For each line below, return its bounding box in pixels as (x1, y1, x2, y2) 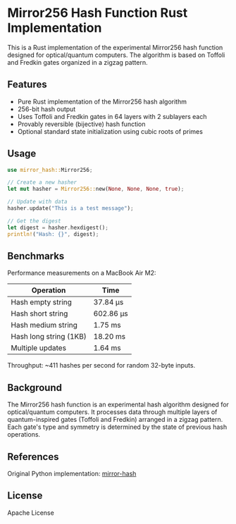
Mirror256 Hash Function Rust (7, 5, 188, 21)
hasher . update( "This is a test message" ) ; (7, 205, 134, 212)
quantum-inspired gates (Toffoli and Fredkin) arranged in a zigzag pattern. (7, 416, 223, 424)
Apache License (7, 509, 54, 517)
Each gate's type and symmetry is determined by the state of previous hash (7, 423, 228, 431)
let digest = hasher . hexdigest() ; (7, 224, 109, 231)
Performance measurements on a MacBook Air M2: (7, 269, 156, 277)
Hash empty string (11, 297, 73, 307)
